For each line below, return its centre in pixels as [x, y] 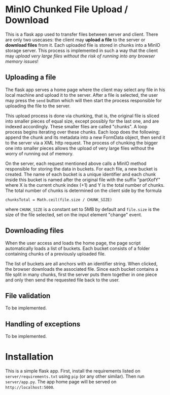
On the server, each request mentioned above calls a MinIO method [76, 163]
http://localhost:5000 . [30, 387]
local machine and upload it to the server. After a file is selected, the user [82, 95]
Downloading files [35, 231]
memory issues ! [22, 61]
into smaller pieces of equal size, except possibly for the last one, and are [82, 121]
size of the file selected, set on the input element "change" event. [74, 214]
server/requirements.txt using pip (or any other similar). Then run [75, 376]
